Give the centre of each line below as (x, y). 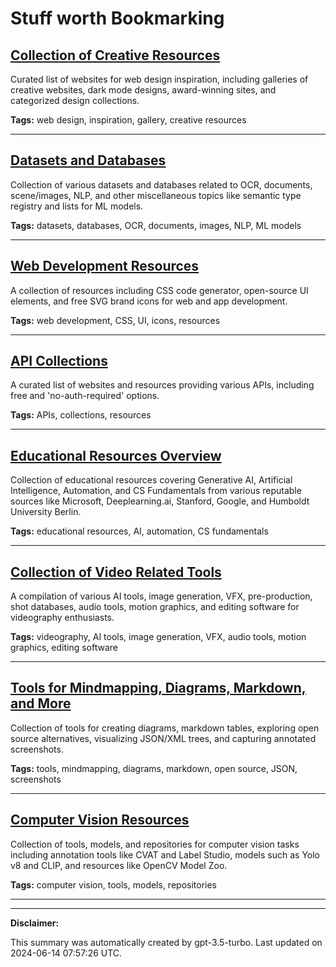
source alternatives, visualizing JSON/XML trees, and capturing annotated (163, 738)
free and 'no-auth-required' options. (85, 396)
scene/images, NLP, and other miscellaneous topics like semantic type (156, 195)
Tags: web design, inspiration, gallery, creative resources (128, 120)
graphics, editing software (64, 648)
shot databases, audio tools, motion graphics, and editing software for (155, 607)
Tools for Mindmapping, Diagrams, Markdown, (158, 688)
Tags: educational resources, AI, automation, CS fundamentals (139, 531)
